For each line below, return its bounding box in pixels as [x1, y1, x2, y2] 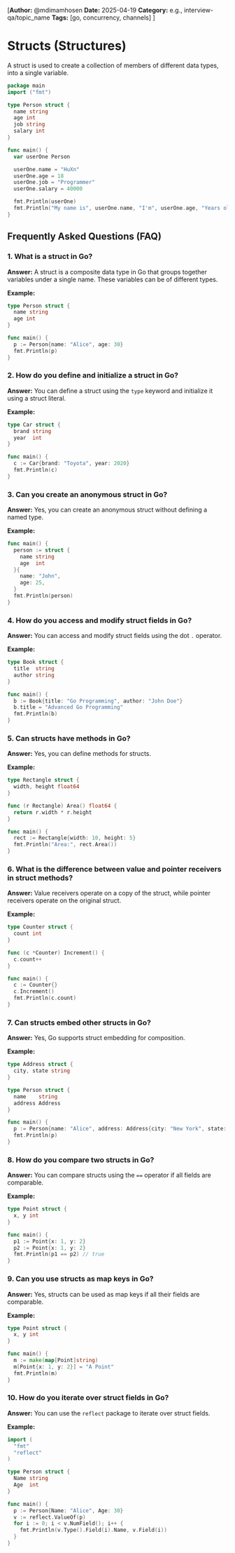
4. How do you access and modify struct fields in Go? [7, 615, 192, 625]
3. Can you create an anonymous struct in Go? [7, 489, 168, 499]
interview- [184, 6, 213, 14]
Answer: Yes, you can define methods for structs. [7, 749, 152, 758]
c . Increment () [13, 988, 55, 995]
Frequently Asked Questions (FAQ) [7, 231, 162, 243]
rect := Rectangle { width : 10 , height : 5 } [13, 834, 136, 841]
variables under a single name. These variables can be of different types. [7, 275, 218, 284]
